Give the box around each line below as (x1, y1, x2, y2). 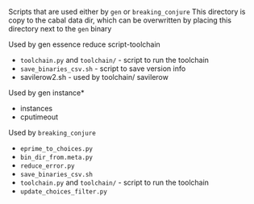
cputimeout (19, 112, 59, 122)
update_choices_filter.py (19, 188, 107, 196)
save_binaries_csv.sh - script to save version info (19, 64, 186, 73)
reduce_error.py (19, 162, 75, 170)
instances (19, 104, 53, 113)
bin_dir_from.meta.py (19, 153, 93, 161)
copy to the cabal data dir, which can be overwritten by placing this (8, 15, 232, 25)
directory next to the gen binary (8, 24, 112, 33)
